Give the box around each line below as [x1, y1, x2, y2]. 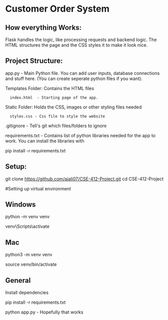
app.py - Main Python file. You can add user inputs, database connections [5, 70, 160, 76]
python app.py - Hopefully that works [5, 309, 83, 315]
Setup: [5, 163, 27, 171]
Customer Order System [5, 3, 110, 15]
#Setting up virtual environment [5, 185, 71, 191]
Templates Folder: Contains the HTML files [5, 85, 95, 91]
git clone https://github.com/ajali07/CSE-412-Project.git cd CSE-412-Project [5, 176, 164, 182]
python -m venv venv [5, 214, 50, 220]
